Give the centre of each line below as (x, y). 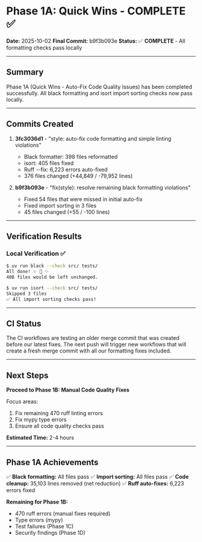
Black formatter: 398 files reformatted (71, 156)
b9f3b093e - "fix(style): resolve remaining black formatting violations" (103, 187)
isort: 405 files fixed (49, 163)
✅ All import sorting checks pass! (51, 299)
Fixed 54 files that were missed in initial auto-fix (83, 199)
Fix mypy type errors (41, 420)
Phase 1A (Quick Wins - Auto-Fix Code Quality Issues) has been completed (99, 87)
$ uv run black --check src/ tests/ (52, 266)
